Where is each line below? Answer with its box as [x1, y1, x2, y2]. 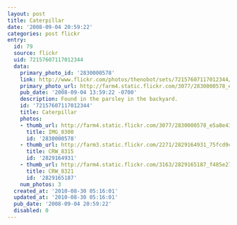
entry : [7, 37, 27, 44]
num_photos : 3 [20, 181, 61, 188]
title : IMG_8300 [25, 128, 74, 135]
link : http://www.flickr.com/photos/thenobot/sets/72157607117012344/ [20, 75, 232, 83]
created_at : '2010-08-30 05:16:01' [13, 188, 119, 195]
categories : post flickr [7, 30, 80, 37]
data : [13, 63, 30, 70]
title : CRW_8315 [25, 148, 74, 155]
